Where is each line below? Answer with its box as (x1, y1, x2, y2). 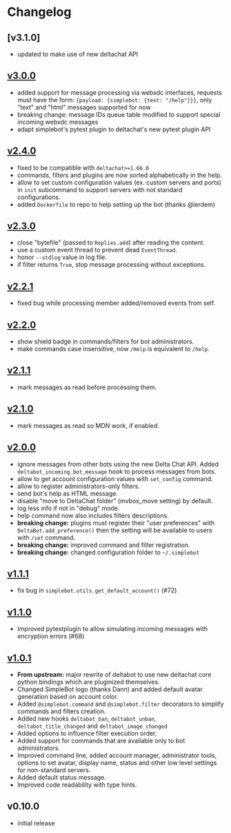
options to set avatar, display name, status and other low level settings (17, 758, 217, 767)
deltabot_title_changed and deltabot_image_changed (17, 722, 168, 730)
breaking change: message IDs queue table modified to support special (17, 110, 221, 118)
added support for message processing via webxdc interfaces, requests (17, 88, 222, 97)
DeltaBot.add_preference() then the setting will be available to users (17, 526, 212, 534)
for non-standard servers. (17, 765, 91, 774)
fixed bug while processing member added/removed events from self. (17, 299, 216, 308)
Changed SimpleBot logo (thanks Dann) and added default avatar (17, 685, 203, 693)
